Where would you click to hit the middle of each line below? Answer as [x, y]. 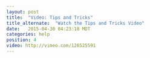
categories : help [28, 34]
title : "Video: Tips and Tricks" [50, 18]
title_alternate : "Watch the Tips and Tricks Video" [76, 23]
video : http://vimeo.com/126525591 [51, 46]
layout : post [23, 12]
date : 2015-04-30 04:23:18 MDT [48, 29]
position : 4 [21, 40]
